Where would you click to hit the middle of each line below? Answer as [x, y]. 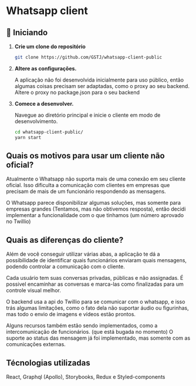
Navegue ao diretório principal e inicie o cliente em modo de [87, 115]
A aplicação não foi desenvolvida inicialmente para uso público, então [99, 80]
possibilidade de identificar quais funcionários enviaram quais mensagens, [96, 260]
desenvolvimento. [36, 121]
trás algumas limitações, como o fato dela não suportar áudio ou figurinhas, [97, 308]
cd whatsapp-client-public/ [49, 132]
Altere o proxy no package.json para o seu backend [77, 92]
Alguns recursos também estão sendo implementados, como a [82, 326]
